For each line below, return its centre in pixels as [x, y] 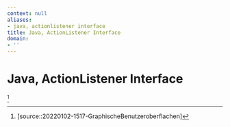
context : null [27, 13]
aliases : [20, 20]
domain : [18, 39]
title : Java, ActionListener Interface [64, 32]
